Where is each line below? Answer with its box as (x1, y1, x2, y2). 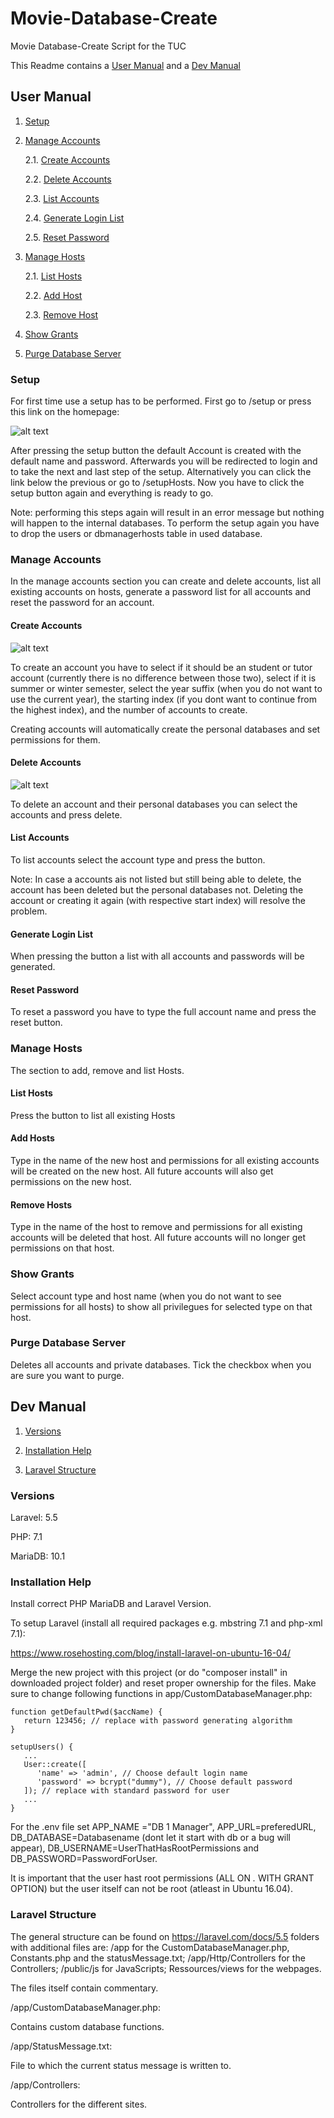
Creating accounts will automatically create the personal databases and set (10, 723, 321, 735)
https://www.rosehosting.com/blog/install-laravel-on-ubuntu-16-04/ (10, 1647, 292, 1659)
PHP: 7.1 (10, 1530, 43, 1542)
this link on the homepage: (10, 406, 120, 418)
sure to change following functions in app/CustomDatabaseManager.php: (10, 1688, 313, 1700)
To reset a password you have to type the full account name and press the (10, 1006, 317, 1018)
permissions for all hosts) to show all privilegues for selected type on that (10, 1300, 313, 1312)
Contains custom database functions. (10, 2020, 165, 2032)
